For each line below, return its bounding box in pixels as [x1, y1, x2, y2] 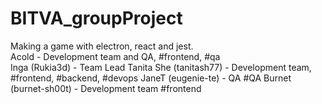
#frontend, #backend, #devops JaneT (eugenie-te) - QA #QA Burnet [10, 72, 292, 84]
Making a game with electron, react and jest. [10, 40, 194, 52]
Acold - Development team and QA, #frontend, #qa [10, 50, 221, 62]
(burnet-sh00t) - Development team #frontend [10, 82, 202, 94]
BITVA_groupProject [10, 7, 183, 30]
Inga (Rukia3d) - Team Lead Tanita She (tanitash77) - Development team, [10, 61, 312, 73]
